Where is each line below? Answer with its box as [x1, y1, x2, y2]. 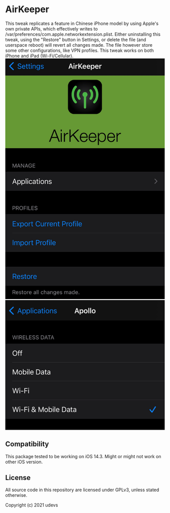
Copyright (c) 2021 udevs [5, 502, 58, 508]
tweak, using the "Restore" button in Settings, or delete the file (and [5, 37, 147, 43]
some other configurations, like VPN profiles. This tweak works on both [5, 47, 154, 53]
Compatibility [5, 440, 49, 448]
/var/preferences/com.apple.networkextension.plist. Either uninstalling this [5, 31, 161, 37]
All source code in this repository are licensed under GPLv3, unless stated [5, 487, 159, 493]
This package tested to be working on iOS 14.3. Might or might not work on [5, 453, 161, 459]
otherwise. [5, 492, 28, 498]
